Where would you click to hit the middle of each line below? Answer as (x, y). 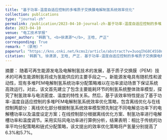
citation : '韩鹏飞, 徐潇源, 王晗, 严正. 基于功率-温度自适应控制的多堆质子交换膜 (81, 56)
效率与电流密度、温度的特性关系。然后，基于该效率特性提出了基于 (90, 95)
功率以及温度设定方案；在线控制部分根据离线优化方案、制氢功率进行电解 (88, 114)
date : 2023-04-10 (23, 28)
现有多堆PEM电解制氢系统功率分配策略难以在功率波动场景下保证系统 (88, 83)
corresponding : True (27, 42)
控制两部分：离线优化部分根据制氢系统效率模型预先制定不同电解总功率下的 (81, 108)
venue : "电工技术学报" (26, 33)
